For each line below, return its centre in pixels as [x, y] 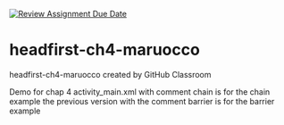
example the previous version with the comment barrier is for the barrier [142, 101]
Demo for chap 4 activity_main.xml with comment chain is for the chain [140, 92]
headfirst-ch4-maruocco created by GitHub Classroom [110, 74]
